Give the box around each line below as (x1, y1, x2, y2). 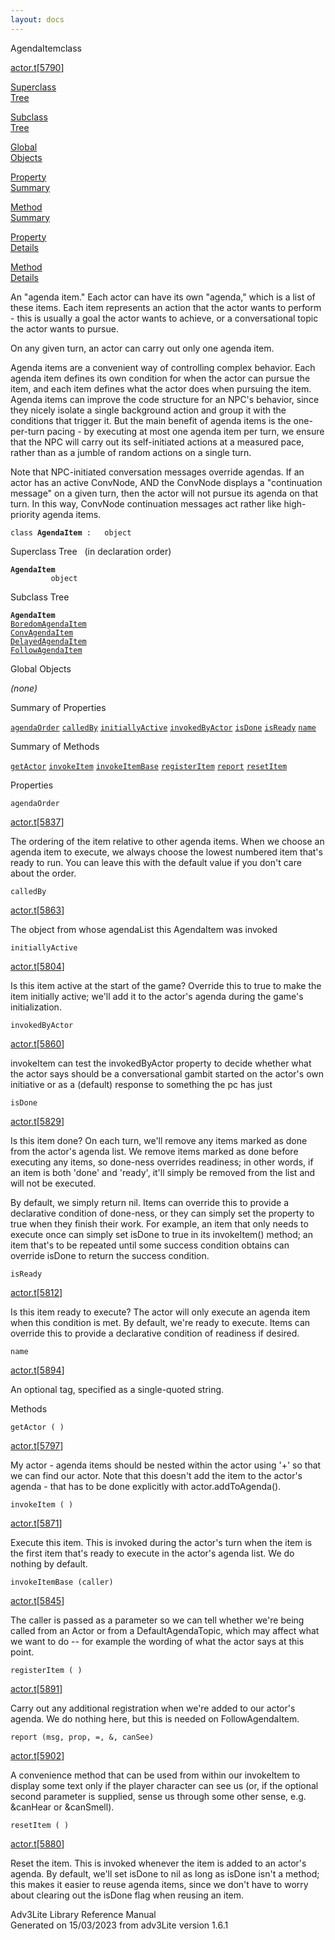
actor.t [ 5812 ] (10, 1286, 63, 1298)
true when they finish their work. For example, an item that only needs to (10, 1217, 309, 1230)
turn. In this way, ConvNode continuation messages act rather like (10, 497, 282, 510)
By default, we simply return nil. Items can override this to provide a (10, 1196, 289, 1208)
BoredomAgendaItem (10, 619, 87, 629)
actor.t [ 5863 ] (10, 904, 65, 916)
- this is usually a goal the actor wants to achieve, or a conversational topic (10, 312, 319, 324)
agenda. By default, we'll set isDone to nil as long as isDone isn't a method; (10, 1867, 320, 1880)
